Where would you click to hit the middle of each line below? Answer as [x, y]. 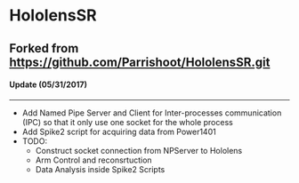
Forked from [44, 48]
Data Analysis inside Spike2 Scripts [100, 169]
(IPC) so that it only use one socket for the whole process [127, 122]
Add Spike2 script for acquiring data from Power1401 [119, 131]
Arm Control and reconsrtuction [94, 160]
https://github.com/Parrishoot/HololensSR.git [140, 62]
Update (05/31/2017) [48, 84]
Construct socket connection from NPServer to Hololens [139, 150]
